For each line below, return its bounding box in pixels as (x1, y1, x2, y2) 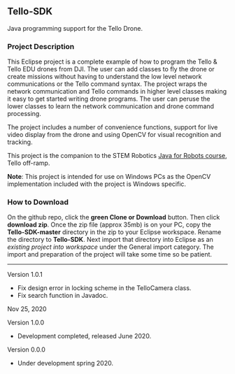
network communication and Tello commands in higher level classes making (7, 87, 227, 96)
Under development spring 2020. (17, 359, 114, 368)
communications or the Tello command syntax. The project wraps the (7, 80, 208, 88)
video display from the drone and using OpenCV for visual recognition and (7, 131, 222, 139)
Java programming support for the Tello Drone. (7, 24, 143, 32)
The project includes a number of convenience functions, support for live (7, 123, 218, 131)
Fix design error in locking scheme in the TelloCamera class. (17, 284, 192, 292)
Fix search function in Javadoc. (17, 292, 108, 300)
